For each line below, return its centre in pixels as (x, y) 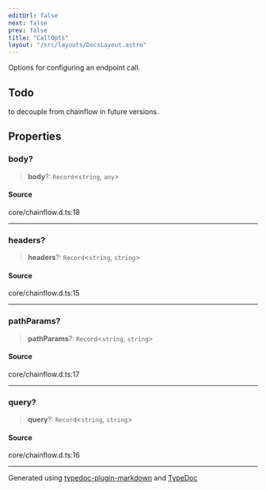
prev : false (28, 30)
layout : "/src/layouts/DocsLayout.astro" (78, 45)
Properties (35, 137)
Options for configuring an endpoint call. (74, 67)
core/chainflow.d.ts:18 (44, 212)
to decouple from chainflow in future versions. (84, 111)
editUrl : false (33, 15)
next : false (28, 23)
